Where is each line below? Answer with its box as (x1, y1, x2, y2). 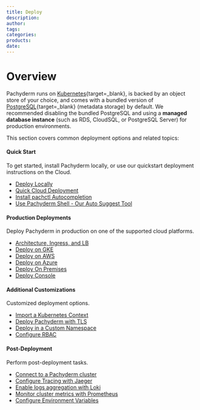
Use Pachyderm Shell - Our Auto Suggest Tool (15, 200, 133, 207)
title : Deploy (6, 9, 43, 15)
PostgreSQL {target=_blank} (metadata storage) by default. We (6, 102, 164, 110)
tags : (6, 26, 20, 32)
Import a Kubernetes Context (15, 311, 89, 319)
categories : (6, 32, 37, 38)
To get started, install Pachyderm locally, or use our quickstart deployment (6, 162, 194, 169)
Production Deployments (6, 214, 72, 221)
